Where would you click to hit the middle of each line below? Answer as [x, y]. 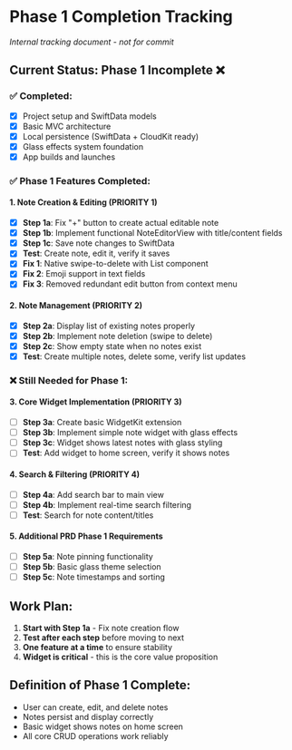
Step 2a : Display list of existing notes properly [109, 326]
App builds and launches [69, 157]
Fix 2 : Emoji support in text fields [84, 274]
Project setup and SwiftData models [89, 116]
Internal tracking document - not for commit [92, 42]
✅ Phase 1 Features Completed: [80, 180]
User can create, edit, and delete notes [95, 707]
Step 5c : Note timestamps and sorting [94, 577]
